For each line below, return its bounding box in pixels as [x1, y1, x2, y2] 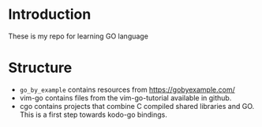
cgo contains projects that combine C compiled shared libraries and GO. [19, 101, 255, 111]
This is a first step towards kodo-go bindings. [19, 110, 168, 119]
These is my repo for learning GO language [8, 31, 148, 41]
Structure [8, 59, 73, 77]
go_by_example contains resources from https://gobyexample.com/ [19, 85, 235, 94]
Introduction [8, 5, 92, 24]
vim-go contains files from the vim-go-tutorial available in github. [19, 93, 232, 103]
